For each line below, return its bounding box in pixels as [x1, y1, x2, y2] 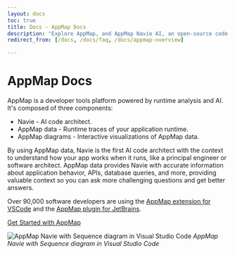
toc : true [7, 17, 37, 24]
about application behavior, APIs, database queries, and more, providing [7, 168, 217, 177]
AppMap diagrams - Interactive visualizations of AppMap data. [17, 132, 199, 141]
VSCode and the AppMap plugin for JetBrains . [7, 205, 142, 213]
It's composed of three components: [7, 104, 113, 113]
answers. [7, 184, 34, 192]
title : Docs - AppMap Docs [7, 23, 87, 30]
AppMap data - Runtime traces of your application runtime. [17, 125, 189, 134]
